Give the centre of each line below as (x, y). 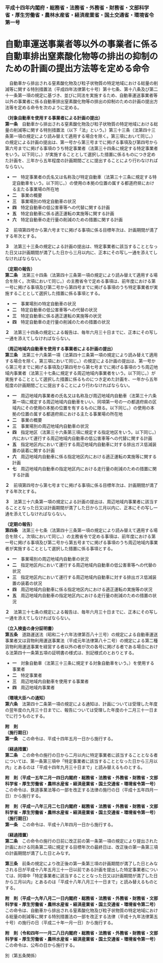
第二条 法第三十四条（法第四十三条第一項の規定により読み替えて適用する (79, 275)
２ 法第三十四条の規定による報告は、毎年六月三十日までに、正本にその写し (81, 332)
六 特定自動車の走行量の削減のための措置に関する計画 (67, 219)
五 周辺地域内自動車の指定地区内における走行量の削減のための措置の (82, 595)
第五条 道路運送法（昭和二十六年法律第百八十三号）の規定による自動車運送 (81, 634)
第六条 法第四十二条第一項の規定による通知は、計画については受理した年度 (81, 704)
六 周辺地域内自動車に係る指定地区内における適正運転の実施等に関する (84, 456)
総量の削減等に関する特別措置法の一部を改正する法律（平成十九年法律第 (81, 916)
